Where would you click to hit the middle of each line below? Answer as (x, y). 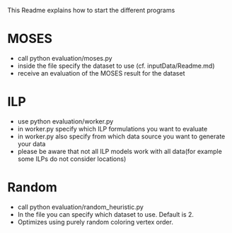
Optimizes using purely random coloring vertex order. (95, 222)
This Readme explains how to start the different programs (91, 10)
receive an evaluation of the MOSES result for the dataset (101, 73)
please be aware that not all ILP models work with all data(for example (120, 151)
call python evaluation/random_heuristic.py (80, 207)
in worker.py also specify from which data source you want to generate (121, 136)
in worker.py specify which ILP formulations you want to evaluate (112, 129)
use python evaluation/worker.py (65, 121)
